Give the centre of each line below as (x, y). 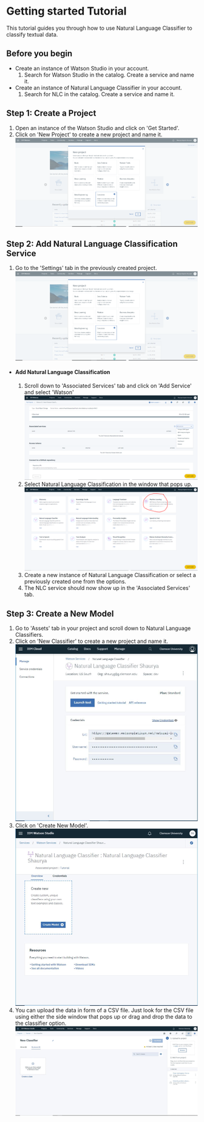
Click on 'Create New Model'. (52, 826)
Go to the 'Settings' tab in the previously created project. (86, 268)
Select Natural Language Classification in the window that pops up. (108, 484)
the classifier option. (41, 1023)
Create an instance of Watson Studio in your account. (82, 68)
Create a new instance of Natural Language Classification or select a (110, 575)
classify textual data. (32, 34)
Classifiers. (29, 635)
